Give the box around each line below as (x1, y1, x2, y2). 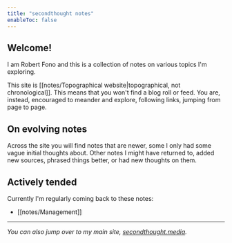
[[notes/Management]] (17, 208, 82, 216)
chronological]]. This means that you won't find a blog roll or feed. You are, (7, 88, 221, 97)
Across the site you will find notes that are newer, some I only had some (7, 142, 212, 150)
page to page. (7, 103, 47, 111)
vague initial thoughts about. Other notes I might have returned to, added (7, 149, 215, 157)
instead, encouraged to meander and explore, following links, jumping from (7, 96, 221, 104)
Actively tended (7, 176, 77, 188)
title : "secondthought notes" (7, 10, 95, 17)
